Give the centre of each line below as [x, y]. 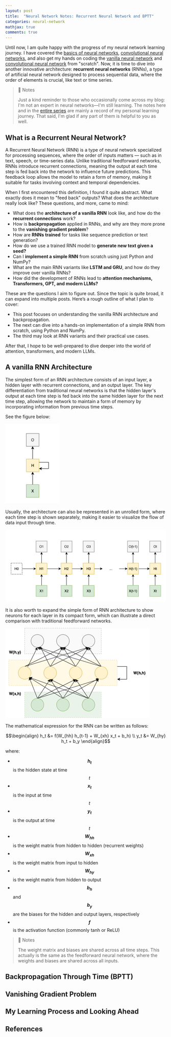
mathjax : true [20, 27]
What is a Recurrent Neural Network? [66, 138]
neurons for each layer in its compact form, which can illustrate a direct [80, 615]
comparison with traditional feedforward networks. [59, 621]
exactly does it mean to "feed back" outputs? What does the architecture [82, 198]
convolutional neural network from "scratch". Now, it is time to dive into [80, 64]
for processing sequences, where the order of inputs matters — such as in [83, 155]
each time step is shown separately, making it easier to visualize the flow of [85, 517]
